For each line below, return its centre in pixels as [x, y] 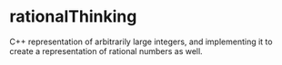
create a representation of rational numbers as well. [106, 51]
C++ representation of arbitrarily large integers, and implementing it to [141, 42]
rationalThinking [73, 17]
